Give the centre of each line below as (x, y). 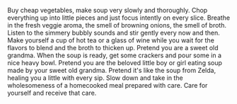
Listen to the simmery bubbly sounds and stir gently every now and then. (114, 33)
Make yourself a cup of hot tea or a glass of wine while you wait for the (111, 40)
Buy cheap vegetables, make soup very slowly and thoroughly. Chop (108, 10)
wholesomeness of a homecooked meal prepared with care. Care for (108, 85)
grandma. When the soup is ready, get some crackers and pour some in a (114, 55)
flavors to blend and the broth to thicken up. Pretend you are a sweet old (113, 48)
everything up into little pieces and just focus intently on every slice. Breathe (119, 18)
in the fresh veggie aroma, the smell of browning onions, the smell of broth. (117, 25)
